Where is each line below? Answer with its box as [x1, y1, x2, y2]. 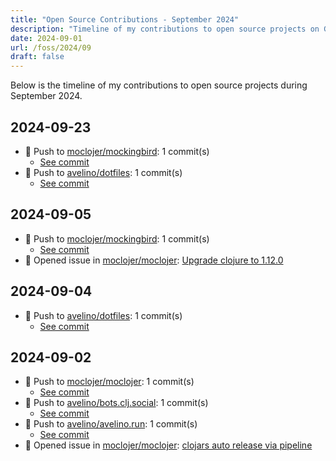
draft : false [10, 52, 65, 62]
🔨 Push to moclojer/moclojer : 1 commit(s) [24, 376, 195, 388]
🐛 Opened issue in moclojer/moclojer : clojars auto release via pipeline [24, 439, 313, 451]
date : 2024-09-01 [10, 33, 83, 43]
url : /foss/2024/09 [10, 42, 92, 53]
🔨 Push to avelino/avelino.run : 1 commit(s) [24, 418, 198, 430]
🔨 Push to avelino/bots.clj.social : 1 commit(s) [24, 397, 209, 409]
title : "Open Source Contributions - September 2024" [10, 14, 240, 25]
